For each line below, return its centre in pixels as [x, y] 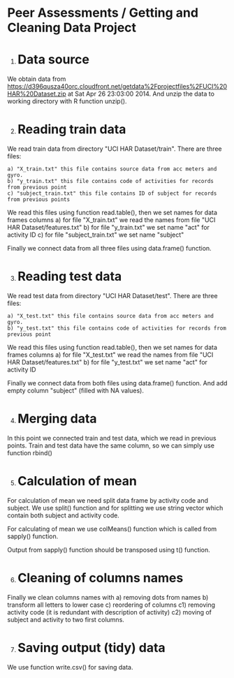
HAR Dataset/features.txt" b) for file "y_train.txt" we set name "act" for [108, 228]
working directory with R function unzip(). [67, 101]
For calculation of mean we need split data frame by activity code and [108, 500]
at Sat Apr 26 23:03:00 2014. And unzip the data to [141, 94]
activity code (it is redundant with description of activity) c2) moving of [109, 612]
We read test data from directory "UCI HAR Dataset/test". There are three [112, 296]
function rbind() [30, 452]
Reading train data [72, 130]
